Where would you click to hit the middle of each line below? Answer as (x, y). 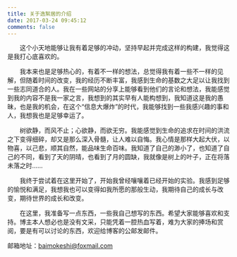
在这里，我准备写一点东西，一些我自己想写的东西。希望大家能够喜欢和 (122, 213)
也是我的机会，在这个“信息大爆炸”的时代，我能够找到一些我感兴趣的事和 (124, 107)
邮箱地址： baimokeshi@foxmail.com (60, 246)
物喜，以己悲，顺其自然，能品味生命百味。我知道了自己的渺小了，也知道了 (115, 148)
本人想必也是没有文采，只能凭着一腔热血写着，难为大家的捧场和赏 (127, 222)
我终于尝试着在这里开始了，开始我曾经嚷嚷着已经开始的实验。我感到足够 (125, 181)
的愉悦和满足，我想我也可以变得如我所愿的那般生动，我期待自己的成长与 (112, 189)
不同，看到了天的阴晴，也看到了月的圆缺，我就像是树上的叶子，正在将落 (124, 157)
